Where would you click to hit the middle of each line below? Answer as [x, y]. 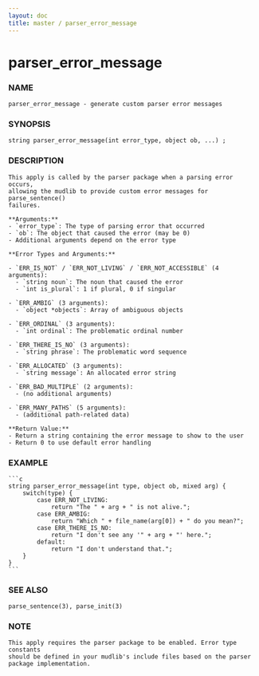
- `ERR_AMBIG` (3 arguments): [59, 303]
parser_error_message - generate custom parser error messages [116, 104]
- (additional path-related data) [73, 415]
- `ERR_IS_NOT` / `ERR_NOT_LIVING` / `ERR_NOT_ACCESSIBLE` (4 [114, 268]
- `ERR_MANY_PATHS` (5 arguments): [67, 408]
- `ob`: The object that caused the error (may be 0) [100, 233]
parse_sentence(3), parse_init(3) [66, 607]
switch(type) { [48, 493]
